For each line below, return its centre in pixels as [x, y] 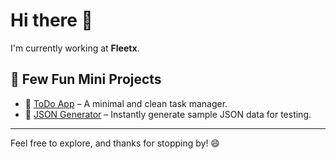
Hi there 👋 [51, 20]
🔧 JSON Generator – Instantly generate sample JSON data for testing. [168, 114]
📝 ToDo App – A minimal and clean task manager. [126, 103]
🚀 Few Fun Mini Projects [86, 79]
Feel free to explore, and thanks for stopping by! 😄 [115, 143]
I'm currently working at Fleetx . [75, 48]
